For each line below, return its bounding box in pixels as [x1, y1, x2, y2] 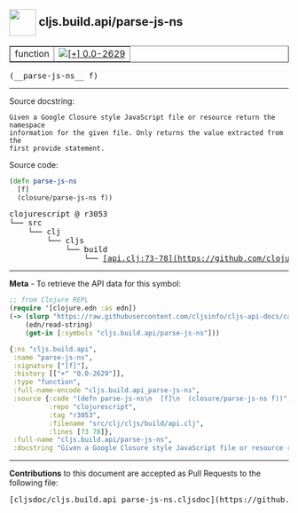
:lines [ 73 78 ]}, [48, 427, 114, 436]
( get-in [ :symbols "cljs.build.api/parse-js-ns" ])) [25, 328, 220, 337]
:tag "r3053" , [48, 410, 101, 420]
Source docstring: [9, 95, 75, 107]
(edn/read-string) [25, 320, 93, 329]
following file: [9, 477, 59, 488]
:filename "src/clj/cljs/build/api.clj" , [48, 419, 204, 428]
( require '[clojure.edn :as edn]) [9, 304, 137, 313]
